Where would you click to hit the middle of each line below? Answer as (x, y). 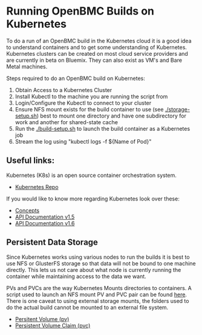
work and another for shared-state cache (66, 122)
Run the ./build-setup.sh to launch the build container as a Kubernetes (103, 128)
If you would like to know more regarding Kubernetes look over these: (93, 199)
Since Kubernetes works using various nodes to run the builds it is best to (98, 257)
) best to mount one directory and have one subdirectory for (111, 116)
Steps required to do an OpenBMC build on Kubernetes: (76, 78)
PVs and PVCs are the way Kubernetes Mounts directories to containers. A (99, 288)
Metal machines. (27, 66)
